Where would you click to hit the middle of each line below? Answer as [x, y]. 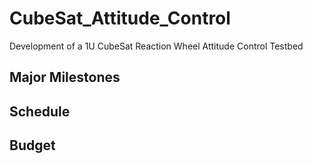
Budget [32, 145]
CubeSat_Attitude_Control [120, 18]
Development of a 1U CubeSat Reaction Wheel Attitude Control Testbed [156, 46]
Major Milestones [65, 77]
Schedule [40, 111]
